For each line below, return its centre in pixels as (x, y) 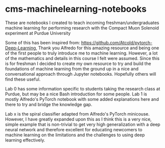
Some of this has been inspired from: (43, 42)
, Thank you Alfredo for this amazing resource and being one (97, 48)
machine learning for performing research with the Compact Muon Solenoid (82, 28)
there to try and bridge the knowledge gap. (49, 104)
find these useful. (23, 79)
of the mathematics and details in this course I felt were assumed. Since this (82, 58)
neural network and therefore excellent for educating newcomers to (74, 129)
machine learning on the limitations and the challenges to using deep (75, 135)
